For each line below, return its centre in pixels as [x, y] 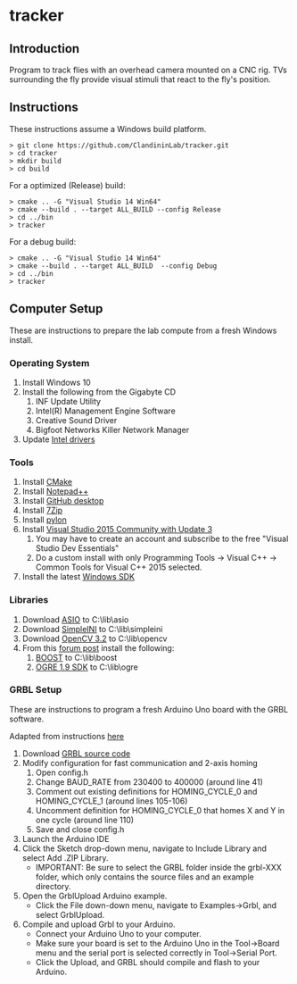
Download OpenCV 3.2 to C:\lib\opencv [95, 638]
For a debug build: [43, 241]
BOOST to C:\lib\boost [76, 657]
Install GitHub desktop [63, 501]
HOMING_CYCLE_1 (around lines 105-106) [111, 801]
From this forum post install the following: [98, 647]
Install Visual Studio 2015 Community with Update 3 [117, 530]
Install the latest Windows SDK [78, 577]
